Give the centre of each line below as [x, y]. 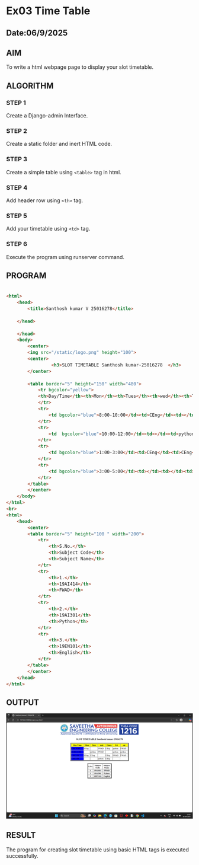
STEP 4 [17, 187]
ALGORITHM [30, 86]
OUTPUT [23, 702]
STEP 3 [17, 159]
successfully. [22, 856]
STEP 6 [17, 244]
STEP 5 [17, 216]
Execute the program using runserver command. [65, 257]
